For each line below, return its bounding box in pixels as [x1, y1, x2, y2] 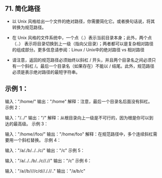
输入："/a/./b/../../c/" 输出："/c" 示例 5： [5, 147, 85, 153]
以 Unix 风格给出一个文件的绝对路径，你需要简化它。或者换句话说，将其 [12, 18, 155, 24]
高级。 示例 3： [17, 120, 48, 127]
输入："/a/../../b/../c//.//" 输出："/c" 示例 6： [5, 158, 92, 163]
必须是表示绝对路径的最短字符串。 [12, 69, 80, 75]
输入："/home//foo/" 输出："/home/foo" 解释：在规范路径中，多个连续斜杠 [5, 131, 153, 137]
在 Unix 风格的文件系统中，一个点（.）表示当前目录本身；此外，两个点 [12, 34, 152, 40]
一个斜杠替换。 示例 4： [13, 137, 61, 143]
